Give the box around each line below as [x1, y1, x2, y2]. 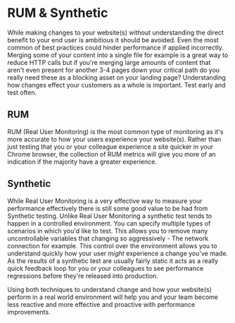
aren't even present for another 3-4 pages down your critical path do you [7, 66, 220, 74]
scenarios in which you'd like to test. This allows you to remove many [7, 226, 208, 235]
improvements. [7, 307, 51, 316]
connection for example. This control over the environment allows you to [7, 241, 217, 250]
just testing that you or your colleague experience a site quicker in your [7, 142, 213, 151]
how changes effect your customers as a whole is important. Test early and [7, 80, 226, 89]
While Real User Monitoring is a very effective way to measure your [7, 196, 203, 205]
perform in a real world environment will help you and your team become [7, 293, 218, 301]
